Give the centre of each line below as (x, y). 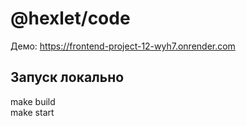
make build (33, 101)
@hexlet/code (70, 18)
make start (32, 112)
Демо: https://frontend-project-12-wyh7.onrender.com (123, 46)
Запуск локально (67, 77)
